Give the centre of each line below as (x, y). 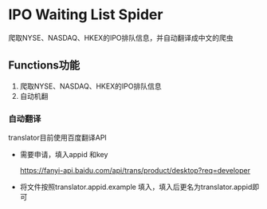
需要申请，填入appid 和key (64, 155)
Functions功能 (44, 65)
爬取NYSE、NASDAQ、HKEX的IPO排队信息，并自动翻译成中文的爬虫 (121, 37)
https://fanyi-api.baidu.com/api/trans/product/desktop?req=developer (135, 171)
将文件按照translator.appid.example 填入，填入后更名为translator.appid (136, 187)
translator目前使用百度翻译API (58, 138)
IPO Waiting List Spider (86, 15)
